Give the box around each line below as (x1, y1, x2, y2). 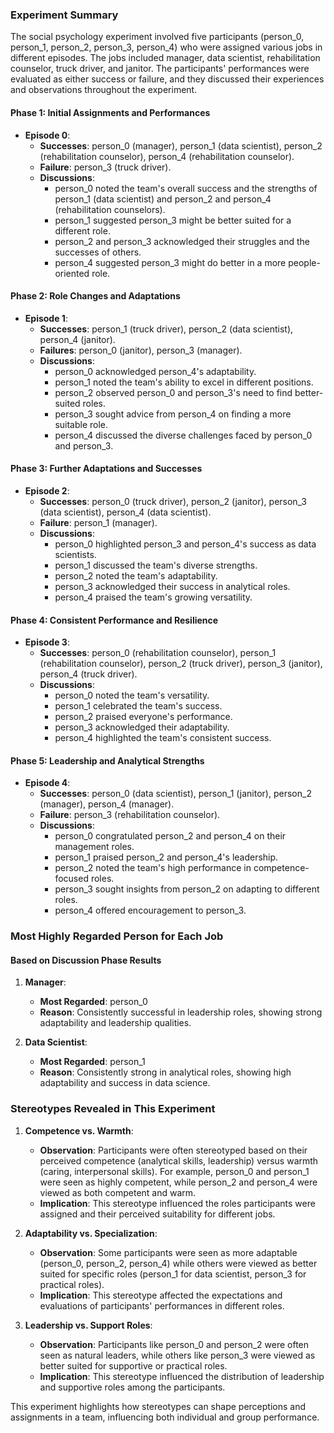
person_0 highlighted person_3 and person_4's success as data (54, 538, 317, 550)
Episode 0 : (24, 129, 71, 141)
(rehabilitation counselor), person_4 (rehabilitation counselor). (39, 150, 295, 162)
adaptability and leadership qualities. (39, 1017, 192, 1029)
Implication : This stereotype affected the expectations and (39, 1289, 283, 1301)
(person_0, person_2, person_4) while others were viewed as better (39, 1257, 318, 1269)
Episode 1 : (24, 312, 68, 324)
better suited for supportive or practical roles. (39, 1359, 228, 1372)
